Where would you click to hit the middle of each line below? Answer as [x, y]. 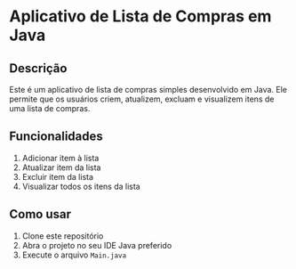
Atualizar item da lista [61, 167]
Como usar [40, 214]
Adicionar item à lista [60, 158]
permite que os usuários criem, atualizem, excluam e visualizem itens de [142, 99]
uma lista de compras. [50, 108]
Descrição [38, 68]
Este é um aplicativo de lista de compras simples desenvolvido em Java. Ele [148, 90]
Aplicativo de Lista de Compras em [140, 16]
